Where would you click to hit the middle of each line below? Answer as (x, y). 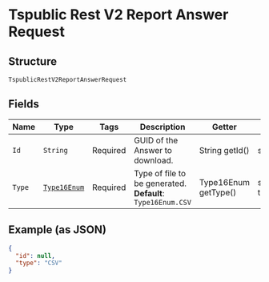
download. (153, 160)
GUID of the (156, 140)
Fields (24, 105)
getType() (218, 192)
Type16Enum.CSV (163, 202)
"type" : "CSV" (39, 263)
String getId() (224, 150)
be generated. (160, 183)
